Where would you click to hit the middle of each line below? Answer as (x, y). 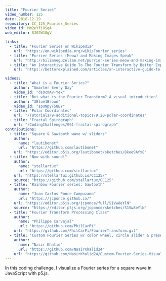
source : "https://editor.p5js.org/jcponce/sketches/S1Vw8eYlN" (81, 208)
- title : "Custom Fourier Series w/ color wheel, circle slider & (79, 235)
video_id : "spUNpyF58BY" (40, 106)
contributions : (21, 129)
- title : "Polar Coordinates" (41, 111)
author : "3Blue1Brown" (37, 102)
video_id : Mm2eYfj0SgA (28, 28)
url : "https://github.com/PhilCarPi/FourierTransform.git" (76, 231)
